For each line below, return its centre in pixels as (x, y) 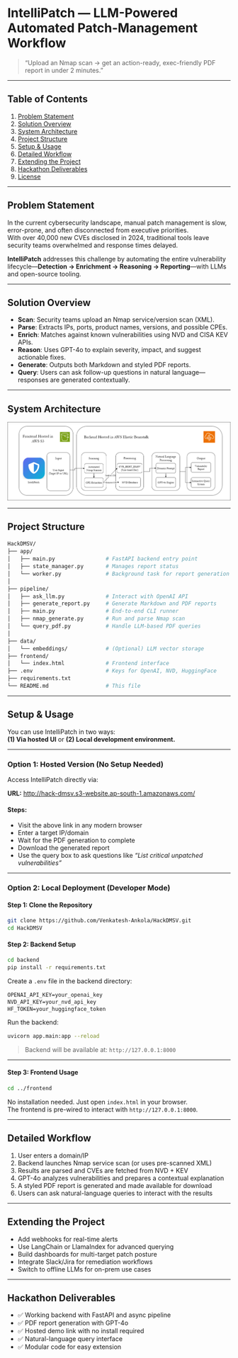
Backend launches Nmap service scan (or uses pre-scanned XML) (115, 1162)
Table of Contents (48, 100)
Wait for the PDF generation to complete (76, 840)
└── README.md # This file (74, 686)
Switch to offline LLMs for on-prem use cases (84, 1269)
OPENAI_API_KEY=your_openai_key (55, 995)
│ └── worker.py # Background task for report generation (119, 574)
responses (33, 380)
